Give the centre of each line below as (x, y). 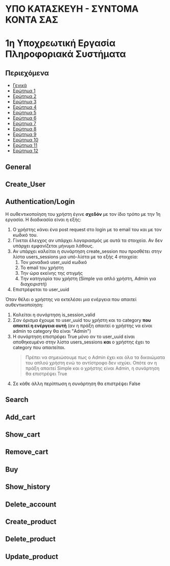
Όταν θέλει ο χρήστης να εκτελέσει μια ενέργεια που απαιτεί (71, 299)
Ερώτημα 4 (25, 107)
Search (17, 400)
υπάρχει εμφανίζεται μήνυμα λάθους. (53, 246)
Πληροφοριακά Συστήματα (66, 54)
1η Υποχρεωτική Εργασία (60, 43)
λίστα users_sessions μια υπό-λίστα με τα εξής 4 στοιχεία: (75, 256)
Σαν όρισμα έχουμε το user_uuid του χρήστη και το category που (82, 320)
